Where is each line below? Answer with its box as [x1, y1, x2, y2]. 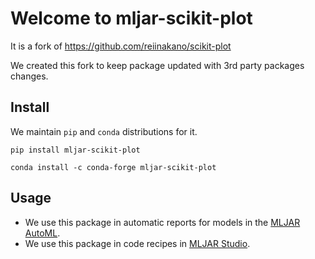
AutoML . [24, 227, 61, 239]
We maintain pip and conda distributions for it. [10, 125, 198, 137]
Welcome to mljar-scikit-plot [10, 7, 253, 30]
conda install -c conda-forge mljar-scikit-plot [10, 162, 217, 172]
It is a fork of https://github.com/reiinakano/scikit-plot [10, 40, 232, 52]
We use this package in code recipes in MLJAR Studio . [24, 237, 251, 249]
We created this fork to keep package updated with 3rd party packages [10, 59, 305, 71]
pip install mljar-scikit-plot [10, 145, 141, 155]
